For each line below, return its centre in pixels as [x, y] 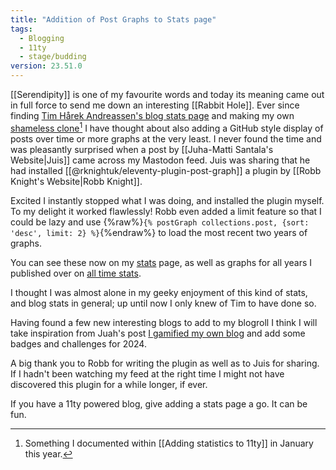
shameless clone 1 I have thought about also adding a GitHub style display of [167, 127]
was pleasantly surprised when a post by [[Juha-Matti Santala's [142, 149]
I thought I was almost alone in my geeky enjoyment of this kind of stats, [159, 292]
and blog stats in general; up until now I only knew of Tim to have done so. [163, 303]
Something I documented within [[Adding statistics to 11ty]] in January [169, 443]
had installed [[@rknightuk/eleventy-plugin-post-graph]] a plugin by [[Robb [166, 170]
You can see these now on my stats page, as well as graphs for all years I [161, 262]
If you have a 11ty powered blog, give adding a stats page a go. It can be [159, 403]
